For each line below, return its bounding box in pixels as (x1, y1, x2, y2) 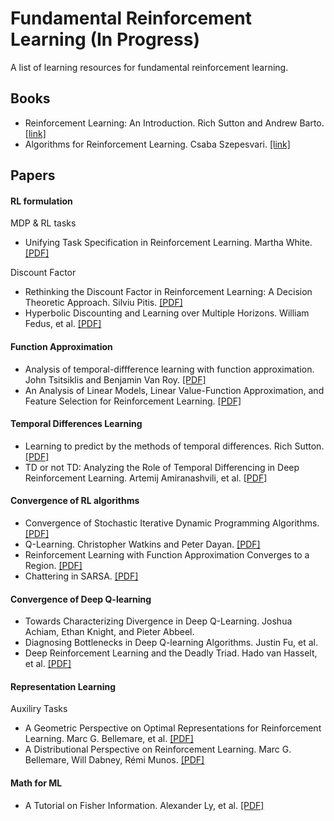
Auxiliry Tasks (10, 703, 68, 715)
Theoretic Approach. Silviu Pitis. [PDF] (24, 297, 183, 309)
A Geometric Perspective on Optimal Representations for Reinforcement (24, 722, 322, 734)
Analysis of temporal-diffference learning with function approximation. (24, 363, 315, 375)
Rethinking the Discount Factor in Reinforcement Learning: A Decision (24, 286, 313, 298)
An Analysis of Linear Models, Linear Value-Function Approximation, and (24, 384, 325, 396)
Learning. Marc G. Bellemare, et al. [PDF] (24, 733, 194, 745)
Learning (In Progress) (10, 28, 200, 51)
